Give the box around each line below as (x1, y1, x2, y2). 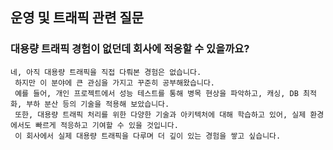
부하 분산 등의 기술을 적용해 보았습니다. (26, 99, 170, 109)
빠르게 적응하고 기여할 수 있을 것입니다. (34, 120, 179, 130)
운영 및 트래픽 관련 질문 (10, 9, 145, 27)
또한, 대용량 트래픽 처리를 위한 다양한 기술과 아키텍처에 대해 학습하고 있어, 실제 (14, 109, 307, 120)
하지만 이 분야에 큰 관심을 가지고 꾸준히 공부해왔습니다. (14, 78, 215, 88)
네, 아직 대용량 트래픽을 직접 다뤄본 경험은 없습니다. (10, 67, 202, 77)
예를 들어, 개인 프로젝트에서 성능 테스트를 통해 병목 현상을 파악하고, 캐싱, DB (14, 88, 299, 98)
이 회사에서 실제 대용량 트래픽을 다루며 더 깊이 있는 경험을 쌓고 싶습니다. (14, 131, 282, 141)
